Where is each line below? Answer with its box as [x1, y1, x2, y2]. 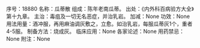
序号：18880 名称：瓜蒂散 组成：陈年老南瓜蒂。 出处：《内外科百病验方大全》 [6, 5, 194, 12]
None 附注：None [6, 35, 50, 42]
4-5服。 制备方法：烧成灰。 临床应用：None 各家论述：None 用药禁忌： [6, 28, 185, 35]
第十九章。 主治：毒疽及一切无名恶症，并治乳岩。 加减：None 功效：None [6, 13, 190, 20]
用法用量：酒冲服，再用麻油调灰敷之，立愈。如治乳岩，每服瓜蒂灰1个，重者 [6, 20, 193, 27]
